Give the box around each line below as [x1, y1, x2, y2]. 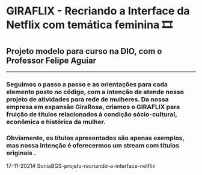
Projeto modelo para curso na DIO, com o [6, 46, 162, 56]
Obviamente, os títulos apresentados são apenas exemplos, [6, 134, 185, 142]
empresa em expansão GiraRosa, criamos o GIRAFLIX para [6, 102, 180, 111]
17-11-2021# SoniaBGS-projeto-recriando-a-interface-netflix [6, 162, 155, 170]
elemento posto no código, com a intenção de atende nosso [6, 87, 185, 96]
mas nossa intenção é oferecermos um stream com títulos [6, 141, 179, 149]
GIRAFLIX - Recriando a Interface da [6, 4, 191, 18]
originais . [6, 149, 36, 157]
